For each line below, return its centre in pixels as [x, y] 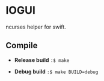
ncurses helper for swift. [36, 27]
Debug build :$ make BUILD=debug [56, 71]
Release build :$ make [42, 60]
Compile [22, 46]
